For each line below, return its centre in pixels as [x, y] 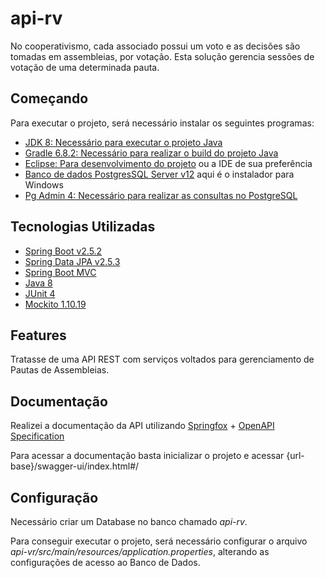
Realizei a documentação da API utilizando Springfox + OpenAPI [142, 426]
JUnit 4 [40, 293]
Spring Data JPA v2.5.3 [72, 261]
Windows [44, 184]
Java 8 [38, 283]
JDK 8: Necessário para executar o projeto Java [123, 142]
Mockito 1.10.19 [55, 304]
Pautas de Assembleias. [60, 370]
